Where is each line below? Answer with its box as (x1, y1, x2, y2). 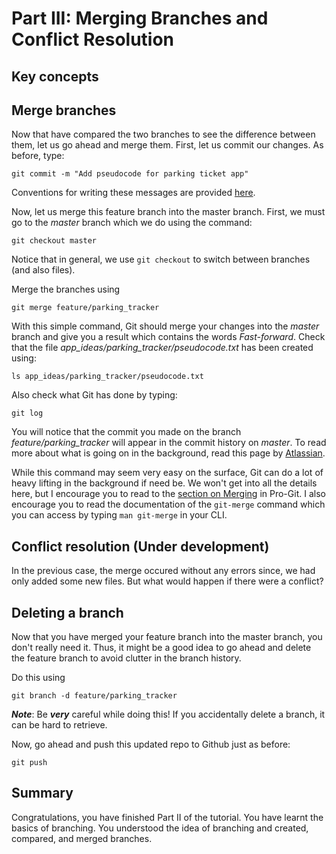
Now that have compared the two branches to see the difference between (11, 128, 316, 141)
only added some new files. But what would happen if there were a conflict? (11, 575, 324, 587)
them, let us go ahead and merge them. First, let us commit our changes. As (11, 139, 324, 151)
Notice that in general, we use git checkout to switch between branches (11, 253, 311, 266)
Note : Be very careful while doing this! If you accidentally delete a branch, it (11, 708, 326, 721)
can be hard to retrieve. (11, 719, 108, 731)
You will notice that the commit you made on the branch (11, 426, 242, 438)
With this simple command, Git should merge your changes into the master (11, 320, 320, 332)
